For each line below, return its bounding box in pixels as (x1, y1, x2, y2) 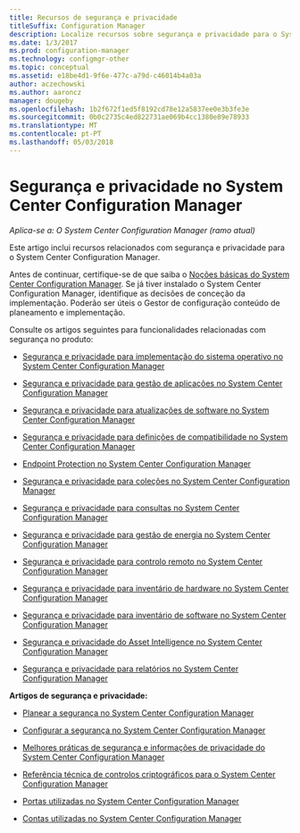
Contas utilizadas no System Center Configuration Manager (21, 812, 242, 823)
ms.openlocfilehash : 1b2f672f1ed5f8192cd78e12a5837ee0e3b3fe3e (9, 105, 250, 114)
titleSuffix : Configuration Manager (9, 21, 146, 30)
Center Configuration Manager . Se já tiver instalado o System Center (9, 278, 262, 289)
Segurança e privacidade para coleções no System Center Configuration (21, 475, 290, 486)
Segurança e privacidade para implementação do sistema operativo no (21, 350, 284, 362)
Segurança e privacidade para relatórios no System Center (21, 663, 239, 674)
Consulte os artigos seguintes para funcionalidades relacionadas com (9, 324, 266, 335)
